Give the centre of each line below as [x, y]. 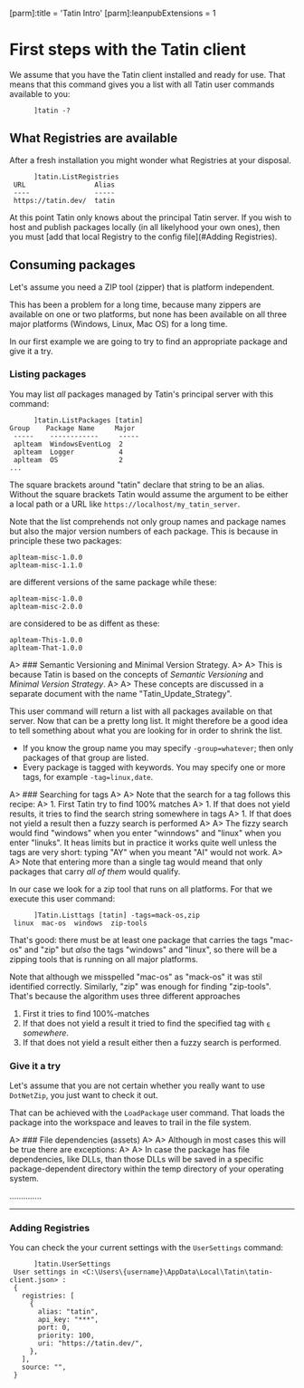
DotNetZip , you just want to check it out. [84, 1095]
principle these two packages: [66, 540]
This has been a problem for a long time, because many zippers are [135, 304]
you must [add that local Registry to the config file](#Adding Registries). [143, 236]
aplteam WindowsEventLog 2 [68, 444]
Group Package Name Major [72, 428]
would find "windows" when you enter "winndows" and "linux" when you [146, 833]
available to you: [40, 93]
